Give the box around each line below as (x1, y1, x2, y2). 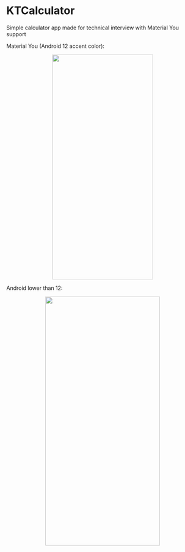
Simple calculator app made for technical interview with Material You (6, 24, 179, 31)
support (6, 30, 26, 37)
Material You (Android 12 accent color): (6, 42, 105, 50)
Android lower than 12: (6, 284, 63, 292)
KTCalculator (6, 4, 75, 18)
